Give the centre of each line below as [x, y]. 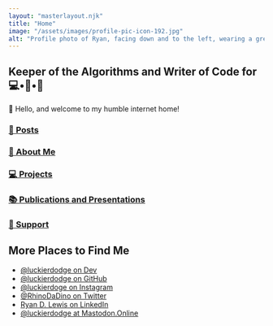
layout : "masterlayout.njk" [56, 16]
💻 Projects [30, 174]
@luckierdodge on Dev [58, 270]
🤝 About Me [32, 151]
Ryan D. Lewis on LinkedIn [64, 305]
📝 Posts [24, 129]
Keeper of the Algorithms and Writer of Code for [133, 71]
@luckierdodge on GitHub [63, 279]
